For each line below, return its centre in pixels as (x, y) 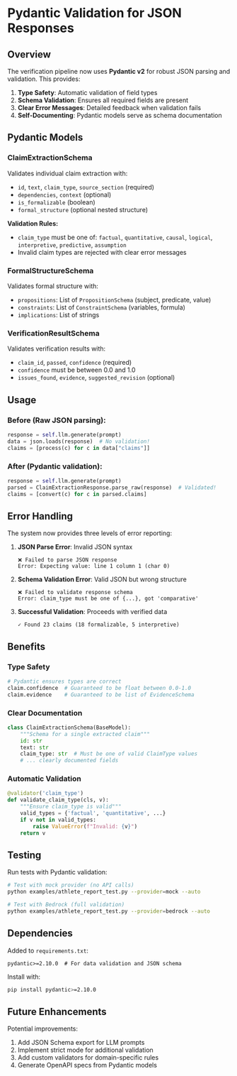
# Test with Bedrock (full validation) (66, 905)
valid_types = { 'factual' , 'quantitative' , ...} (93, 813)
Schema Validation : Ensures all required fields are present (103, 100)
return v (33, 833)
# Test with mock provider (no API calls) (71, 885)
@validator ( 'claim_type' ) (45, 794)
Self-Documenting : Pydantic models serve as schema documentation (120, 115)
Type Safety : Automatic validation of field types (87, 93)
